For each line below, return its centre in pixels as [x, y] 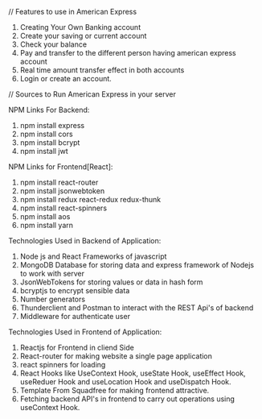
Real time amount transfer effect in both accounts [102, 70]
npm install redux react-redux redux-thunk [90, 199]
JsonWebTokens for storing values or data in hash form [111, 282]
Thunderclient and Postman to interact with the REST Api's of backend [137, 308]
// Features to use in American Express [73, 12]
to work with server [52, 274]
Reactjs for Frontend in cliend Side [77, 347]
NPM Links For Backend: [49, 110]
